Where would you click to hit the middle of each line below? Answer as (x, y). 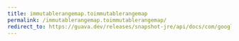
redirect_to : (27, 26)
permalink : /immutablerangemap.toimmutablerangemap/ (87, 20)
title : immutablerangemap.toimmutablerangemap (78, 14)
